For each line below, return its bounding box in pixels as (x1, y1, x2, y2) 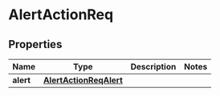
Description (130, 62, 177, 72)
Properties (8, 38, 63, 51)
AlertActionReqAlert (43, 74, 123, 86)
